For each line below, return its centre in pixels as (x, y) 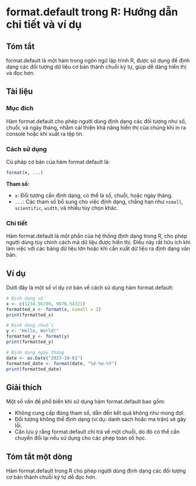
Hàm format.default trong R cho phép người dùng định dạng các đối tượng (96, 471)
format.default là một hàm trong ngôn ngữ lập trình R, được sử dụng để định (98, 60)
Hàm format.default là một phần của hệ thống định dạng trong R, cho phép (97, 236)
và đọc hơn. (21, 73)
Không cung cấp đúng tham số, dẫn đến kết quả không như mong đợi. (99, 413)
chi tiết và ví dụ (44, 24)
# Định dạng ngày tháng (35, 352)
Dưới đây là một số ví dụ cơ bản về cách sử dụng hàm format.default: (90, 287)
